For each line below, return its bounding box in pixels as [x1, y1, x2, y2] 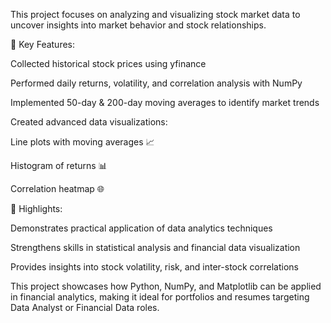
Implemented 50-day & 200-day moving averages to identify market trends [10, 97, 320, 108]
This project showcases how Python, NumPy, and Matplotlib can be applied [10, 280, 322, 292]
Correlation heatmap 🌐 [10, 183, 105, 194]
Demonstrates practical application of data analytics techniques [10, 222, 273, 234]
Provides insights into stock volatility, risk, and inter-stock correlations [10, 261, 299, 273]
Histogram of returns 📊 [10, 160, 108, 171]
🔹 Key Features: [10, 39, 76, 50]
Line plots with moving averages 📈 [10, 136, 155, 148]
